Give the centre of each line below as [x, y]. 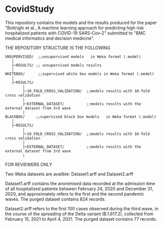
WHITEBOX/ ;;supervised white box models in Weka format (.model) [80, 74]
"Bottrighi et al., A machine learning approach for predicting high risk [75, 27]
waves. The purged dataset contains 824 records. [56, 199]
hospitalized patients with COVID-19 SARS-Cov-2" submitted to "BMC [75, 33]
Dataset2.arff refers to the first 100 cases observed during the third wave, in [82, 208]
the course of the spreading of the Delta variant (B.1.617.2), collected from [79, 214]
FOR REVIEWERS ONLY [29, 164]
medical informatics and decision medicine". [50, 38]
